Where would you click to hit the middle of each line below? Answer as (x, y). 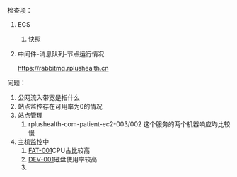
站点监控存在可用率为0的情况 (60, 106)
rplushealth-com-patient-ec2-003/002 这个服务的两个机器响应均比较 (129, 124)
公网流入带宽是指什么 (48, 98)
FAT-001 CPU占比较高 (59, 151)
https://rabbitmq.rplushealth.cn (63, 68)
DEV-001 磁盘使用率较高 (63, 159)
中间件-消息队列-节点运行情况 (61, 54)
